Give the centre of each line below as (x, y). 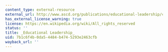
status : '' (16, 28)
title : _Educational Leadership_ (40, 33)
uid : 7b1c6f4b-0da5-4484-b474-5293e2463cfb (51, 38)
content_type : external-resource (40, 10)
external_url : (20, 14)
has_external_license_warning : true (43, 19)
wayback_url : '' (22, 42)
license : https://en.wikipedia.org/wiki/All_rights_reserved (70, 24)
